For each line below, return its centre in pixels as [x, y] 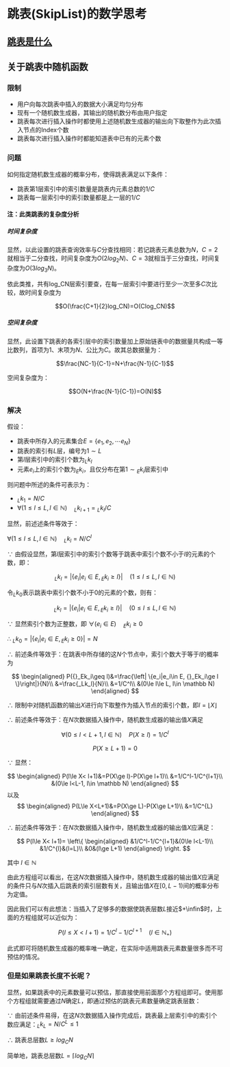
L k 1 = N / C [31, 499]
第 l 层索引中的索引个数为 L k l [54, 460]
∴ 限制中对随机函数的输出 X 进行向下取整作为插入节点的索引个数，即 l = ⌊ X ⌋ [112, 705]
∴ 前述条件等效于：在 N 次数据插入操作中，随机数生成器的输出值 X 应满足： [111, 828]
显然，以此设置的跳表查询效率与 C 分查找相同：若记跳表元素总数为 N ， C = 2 [113, 250]
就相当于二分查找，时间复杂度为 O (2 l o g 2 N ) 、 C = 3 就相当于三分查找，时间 [111, 259]
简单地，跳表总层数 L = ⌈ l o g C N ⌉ [51, 1057]
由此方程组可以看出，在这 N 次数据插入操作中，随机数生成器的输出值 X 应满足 [114, 877]
